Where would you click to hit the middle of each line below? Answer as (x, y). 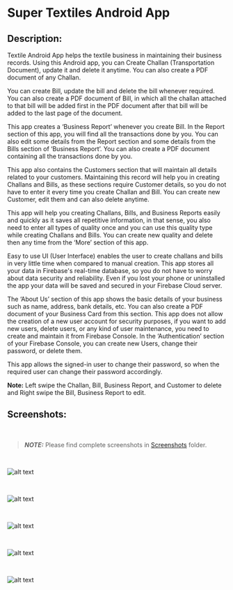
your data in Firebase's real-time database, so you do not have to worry (110, 271)
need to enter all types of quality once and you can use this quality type (110, 227)
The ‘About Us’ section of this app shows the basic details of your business (115, 299)
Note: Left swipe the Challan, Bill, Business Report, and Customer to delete (114, 385)
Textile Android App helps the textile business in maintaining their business (115, 55)
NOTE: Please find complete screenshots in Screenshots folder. (115, 444)
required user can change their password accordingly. (85, 372)
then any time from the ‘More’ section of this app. (78, 242)
